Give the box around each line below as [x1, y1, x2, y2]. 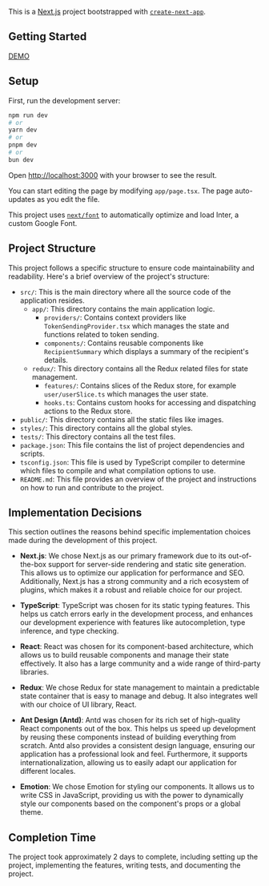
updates [8, 194, 36, 203]
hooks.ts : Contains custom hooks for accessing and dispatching [43, 397, 256, 407]
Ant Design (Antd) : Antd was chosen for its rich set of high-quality [19, 715, 241, 725]
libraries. [19, 667, 50, 677]
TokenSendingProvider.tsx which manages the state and [43, 320, 230, 331]
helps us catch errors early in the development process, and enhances [19, 609, 254, 619]
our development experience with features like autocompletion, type [19, 618, 246, 627]
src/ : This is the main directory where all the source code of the [19, 287, 231, 296]
